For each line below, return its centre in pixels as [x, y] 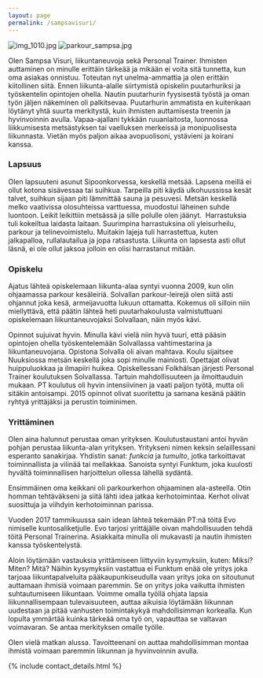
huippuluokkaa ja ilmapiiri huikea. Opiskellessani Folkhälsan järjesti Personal [131, 369]
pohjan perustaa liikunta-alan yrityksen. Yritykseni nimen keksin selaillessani [132, 448]
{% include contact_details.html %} [65, 666]
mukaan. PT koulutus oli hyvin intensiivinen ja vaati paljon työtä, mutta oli [126, 385]
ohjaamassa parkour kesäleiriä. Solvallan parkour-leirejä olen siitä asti [121, 295]
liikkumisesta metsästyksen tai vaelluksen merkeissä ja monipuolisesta [122, 128]
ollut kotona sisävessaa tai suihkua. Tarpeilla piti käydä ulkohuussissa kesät [130, 190]
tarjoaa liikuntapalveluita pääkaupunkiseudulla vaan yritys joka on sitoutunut [131, 577]
